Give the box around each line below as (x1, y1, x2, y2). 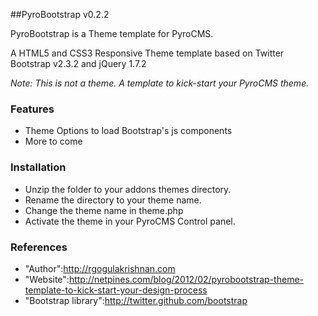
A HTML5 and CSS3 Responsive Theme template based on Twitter (10, 47, 285, 59)
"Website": (24, 273, 70, 285)
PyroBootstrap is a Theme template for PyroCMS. (10, 28, 214, 39)
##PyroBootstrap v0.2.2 (10, 9, 110, 20)
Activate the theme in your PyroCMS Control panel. (24, 215, 236, 227)
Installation (10, 160, 67, 174)
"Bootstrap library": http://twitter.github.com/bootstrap (24, 294, 248, 306)
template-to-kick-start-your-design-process (24, 284, 208, 296)
